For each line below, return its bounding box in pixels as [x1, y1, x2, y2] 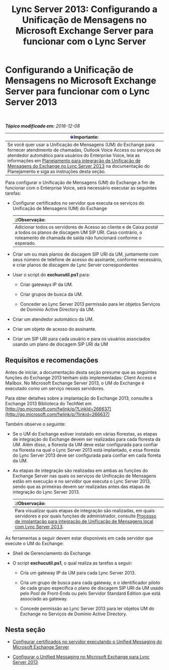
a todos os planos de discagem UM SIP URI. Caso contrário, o [15, 229, 142, 235]
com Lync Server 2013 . [15, 524, 64, 530]
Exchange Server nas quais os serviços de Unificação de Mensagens [12, 473, 156, 479]
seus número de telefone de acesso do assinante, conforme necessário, [12, 257, 162, 263]
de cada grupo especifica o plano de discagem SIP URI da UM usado [20, 585, 163, 591]
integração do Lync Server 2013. [12, 489, 80, 495]
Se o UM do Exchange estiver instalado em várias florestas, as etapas [12, 431, 157, 437]
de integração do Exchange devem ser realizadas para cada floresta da [12, 436, 161, 443]
